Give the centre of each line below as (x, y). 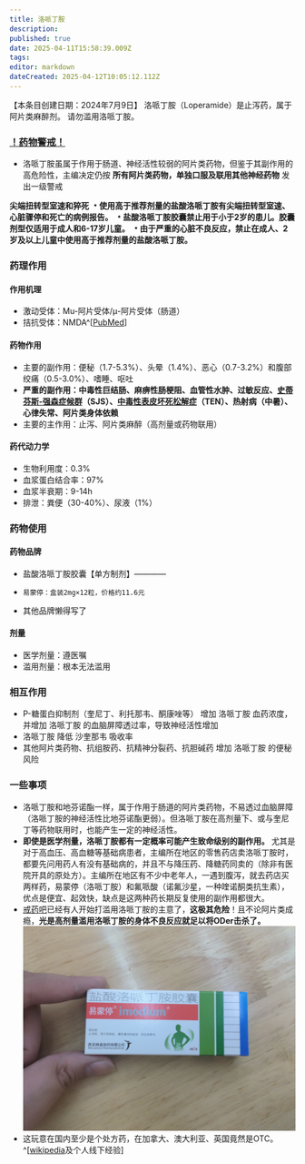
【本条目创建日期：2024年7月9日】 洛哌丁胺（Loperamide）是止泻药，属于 (151, 105)
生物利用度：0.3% (56, 468)
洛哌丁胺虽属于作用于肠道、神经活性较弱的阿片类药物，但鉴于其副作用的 (157, 164)
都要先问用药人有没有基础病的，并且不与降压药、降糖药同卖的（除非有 (154, 864)
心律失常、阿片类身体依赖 (70, 412)
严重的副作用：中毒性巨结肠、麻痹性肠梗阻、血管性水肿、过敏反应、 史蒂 (157, 390)
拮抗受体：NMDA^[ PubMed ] (75, 322)
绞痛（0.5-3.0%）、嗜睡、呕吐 (78, 379)
